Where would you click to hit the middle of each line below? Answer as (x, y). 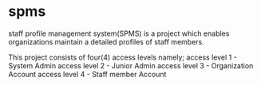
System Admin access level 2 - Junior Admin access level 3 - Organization (131, 65)
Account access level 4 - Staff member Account (87, 74)
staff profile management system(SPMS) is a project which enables (119, 33)
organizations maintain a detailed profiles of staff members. (107, 41)
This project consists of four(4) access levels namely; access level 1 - (123, 57)
